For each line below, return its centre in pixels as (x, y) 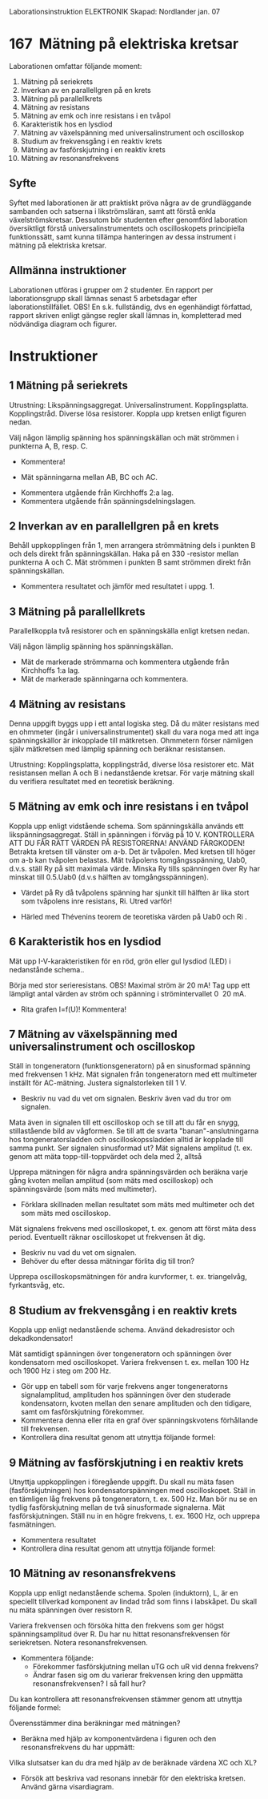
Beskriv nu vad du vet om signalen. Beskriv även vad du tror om (126, 1099)
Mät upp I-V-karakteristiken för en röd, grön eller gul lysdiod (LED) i (120, 961)
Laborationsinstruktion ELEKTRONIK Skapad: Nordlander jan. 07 (115, 12)
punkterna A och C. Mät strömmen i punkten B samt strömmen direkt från (130, 562)
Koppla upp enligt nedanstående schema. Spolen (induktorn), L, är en (124, 1592)
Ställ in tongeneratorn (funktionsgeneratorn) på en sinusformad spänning (130, 1066)
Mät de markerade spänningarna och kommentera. (104, 679)
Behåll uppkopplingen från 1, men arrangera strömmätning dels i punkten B (132, 545)
